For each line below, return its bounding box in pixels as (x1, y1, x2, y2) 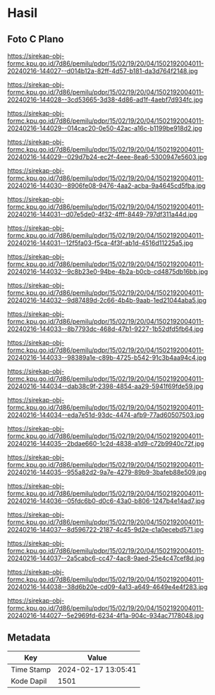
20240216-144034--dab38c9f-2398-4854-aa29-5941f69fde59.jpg (7, 382, 204, 390)
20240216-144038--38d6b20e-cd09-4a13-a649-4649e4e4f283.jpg (7, 583, 208, 591)
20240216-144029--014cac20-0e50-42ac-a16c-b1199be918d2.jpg (7, 124, 202, 132)
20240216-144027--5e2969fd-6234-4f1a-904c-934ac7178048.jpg (7, 612, 204, 620)
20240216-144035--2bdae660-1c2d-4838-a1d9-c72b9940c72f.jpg (7, 440, 204, 447)
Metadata (7, 631, 51, 643)
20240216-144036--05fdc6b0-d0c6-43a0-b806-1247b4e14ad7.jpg (7, 497, 205, 505)
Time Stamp (11, 665, 51, 675)
